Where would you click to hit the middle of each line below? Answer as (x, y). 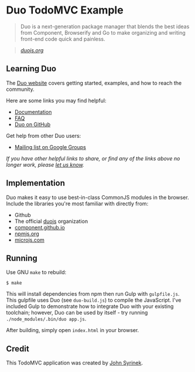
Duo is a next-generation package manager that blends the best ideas (105, 26)
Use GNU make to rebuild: (36, 272)
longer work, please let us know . (45, 164)
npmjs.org (27, 234)
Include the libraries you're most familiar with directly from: (77, 204)
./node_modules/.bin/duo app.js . (46, 319)
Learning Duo (31, 69)
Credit (18, 349)
